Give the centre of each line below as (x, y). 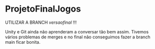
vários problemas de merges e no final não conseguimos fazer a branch (78, 37)
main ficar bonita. (23, 42)
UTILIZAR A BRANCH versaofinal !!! (41, 22)
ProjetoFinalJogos (43, 9)
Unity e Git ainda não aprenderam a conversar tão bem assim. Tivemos (77, 32)
